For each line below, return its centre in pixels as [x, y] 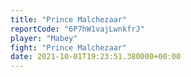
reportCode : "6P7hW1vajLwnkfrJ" [77, 29]
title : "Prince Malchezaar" [69, 19]
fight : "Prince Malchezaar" [69, 47]
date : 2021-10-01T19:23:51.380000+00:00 [96, 57]
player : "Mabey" [44, 38]
